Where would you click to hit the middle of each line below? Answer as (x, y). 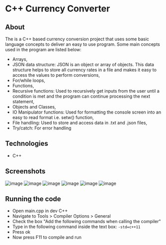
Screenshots (25, 172)
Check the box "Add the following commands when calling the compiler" (87, 222)
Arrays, (20, 59)
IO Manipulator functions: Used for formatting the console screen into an (87, 112)
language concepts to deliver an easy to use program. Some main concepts (83, 44)
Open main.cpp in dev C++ (40, 211)
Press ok (21, 232)
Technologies (27, 144)
